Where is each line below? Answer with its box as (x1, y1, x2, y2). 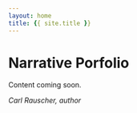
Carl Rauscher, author (8, 95, 82, 105)
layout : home (8, 11, 52, 20)
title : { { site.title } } (8, 19, 91, 27)
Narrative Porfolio (8, 54, 130, 72)
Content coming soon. (8, 80, 82, 90)
